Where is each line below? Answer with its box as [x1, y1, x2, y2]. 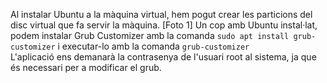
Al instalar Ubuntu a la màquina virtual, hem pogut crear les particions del [10, 9, 313, 20]
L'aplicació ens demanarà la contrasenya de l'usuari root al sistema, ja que [10, 51, 317, 63]
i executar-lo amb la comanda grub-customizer [57, 40, 250, 52]
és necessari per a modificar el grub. [10, 62, 162, 73]
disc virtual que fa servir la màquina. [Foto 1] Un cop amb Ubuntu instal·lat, [10, 19, 318, 31]
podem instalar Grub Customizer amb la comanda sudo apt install [10, 30, 290, 41]
